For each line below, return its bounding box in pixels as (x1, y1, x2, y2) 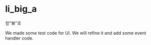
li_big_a (5, 3, 37, 15)
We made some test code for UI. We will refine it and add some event (5, 30, 147, 36)
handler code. (5, 35, 34, 41)
